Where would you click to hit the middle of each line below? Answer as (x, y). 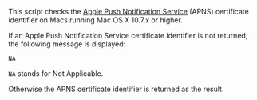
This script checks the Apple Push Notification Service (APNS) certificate (128, 12)
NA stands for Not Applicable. (56, 74)
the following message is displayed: (67, 44)
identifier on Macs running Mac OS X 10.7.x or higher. (96, 20)
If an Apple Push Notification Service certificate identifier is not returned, (128, 36)
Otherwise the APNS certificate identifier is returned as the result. (116, 89)
